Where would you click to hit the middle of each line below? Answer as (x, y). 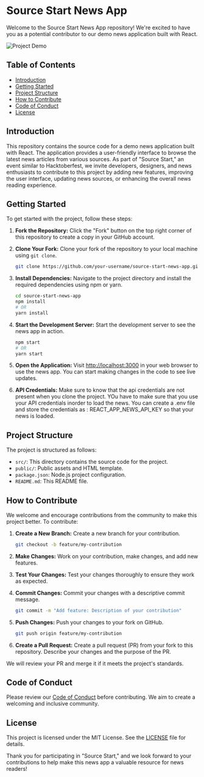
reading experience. (31, 185)
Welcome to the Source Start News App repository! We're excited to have (98, 27)
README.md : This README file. (51, 481)
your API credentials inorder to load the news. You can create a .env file (105, 403)
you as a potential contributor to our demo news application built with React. (102, 34)
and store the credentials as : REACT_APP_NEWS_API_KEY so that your (104, 410)
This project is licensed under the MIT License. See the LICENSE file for (96, 738)
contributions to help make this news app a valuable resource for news (95, 762)
